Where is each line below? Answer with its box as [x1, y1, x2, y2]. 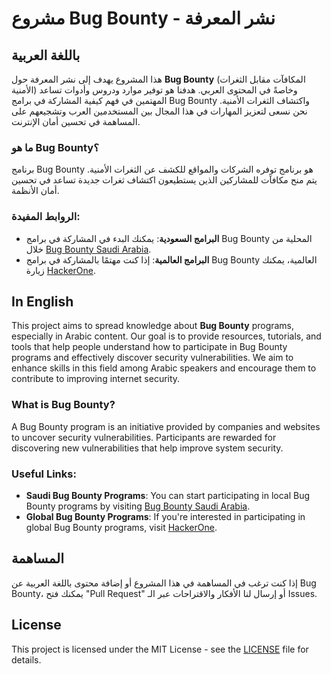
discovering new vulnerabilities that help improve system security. [11, 442, 284, 454]
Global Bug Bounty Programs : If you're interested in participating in [25, 511, 306, 522]
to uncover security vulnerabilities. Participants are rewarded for [11, 431, 277, 443]
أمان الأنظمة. [11, 185, 60, 197]
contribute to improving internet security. [11, 373, 181, 385]
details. [11, 653, 42, 666]
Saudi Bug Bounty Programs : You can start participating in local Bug [25, 490, 311, 501]
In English [11, 293, 74, 310]
